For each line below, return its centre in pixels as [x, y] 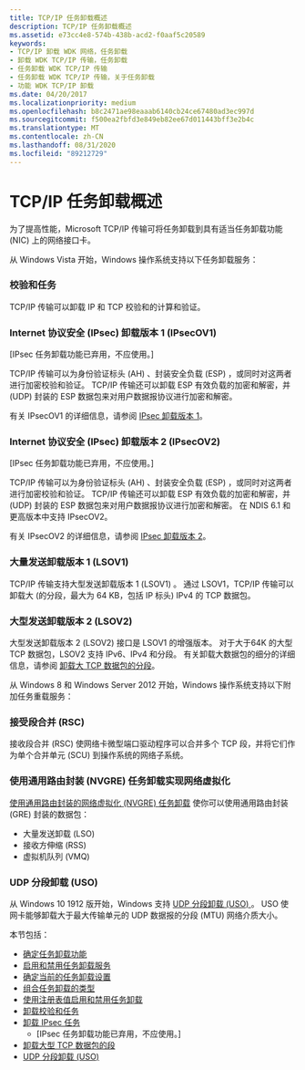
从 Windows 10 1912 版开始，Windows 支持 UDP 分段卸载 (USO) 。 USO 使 [149, 903]
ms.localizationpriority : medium [73, 103]
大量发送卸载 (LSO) [59, 833]
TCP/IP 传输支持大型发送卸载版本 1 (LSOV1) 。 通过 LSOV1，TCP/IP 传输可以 [152, 584]
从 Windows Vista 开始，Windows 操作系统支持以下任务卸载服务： [134, 259]
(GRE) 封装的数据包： [50, 814]
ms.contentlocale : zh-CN [56, 137]
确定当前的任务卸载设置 [66, 976]
